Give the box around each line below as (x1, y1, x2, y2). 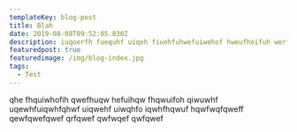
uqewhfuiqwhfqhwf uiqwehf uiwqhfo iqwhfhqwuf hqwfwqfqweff (9, 103, 245, 114)
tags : (9, 62, 29, 71)
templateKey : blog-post (9, 12, 97, 22)
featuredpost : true (9, 46, 81, 55)
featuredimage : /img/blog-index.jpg (9, 54, 144, 62)
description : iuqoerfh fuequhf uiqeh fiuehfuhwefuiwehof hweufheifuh (9, 37, 271, 47)
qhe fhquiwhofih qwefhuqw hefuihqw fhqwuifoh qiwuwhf (9, 94, 218, 105)
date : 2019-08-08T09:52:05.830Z (9, 29, 128, 38)
